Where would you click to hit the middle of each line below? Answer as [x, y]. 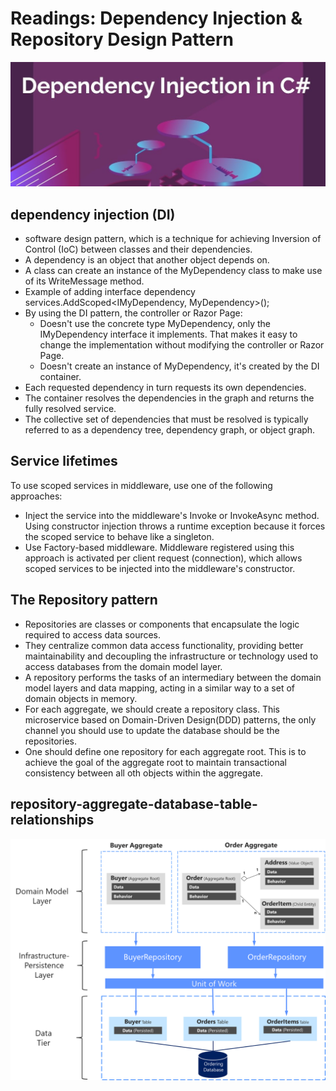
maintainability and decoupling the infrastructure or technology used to [171, 656]
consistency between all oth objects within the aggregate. [143, 773]
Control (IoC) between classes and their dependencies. [138, 249]
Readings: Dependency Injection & [156, 18]
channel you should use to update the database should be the [152, 730]
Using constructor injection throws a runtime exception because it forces [175, 526]
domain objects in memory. [81, 698]
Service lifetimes [64, 461]
